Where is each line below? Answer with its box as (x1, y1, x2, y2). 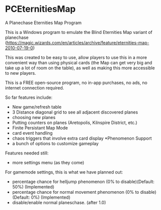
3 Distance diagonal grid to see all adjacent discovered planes (12, 109, 138, 115)
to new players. (5, 70, 36, 76)
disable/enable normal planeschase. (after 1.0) (12, 199, 107, 205)
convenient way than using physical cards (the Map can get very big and (5, 60, 152, 65)
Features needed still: (5, 150, 49, 156)
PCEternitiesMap (5, 3, 76, 15)
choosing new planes (12, 114, 55, 120)
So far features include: (5, 94, 53, 100)
